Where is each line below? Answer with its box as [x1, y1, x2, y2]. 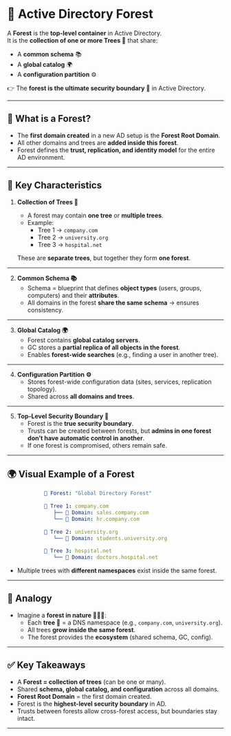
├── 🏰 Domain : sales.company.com [53, 509, 149, 516]
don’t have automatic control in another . [27, 433, 145, 442]
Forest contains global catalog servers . [27, 336, 140, 344]
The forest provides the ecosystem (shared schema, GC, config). [27, 633, 213, 641]
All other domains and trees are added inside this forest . [16, 138, 179, 147]
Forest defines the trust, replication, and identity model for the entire [16, 146, 215, 154]
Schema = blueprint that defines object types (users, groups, [27, 283, 202, 292]
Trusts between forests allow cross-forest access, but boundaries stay [16, 706, 218, 715]
